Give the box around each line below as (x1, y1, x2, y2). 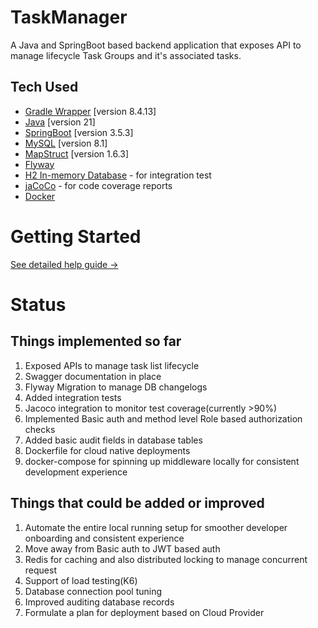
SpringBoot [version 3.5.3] (24, 126, 134, 138)
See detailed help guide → (10, 258, 119, 270)
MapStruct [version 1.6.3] (24, 147, 130, 160)
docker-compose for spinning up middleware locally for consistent (24, 455, 300, 467)
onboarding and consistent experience (24, 532, 185, 544)
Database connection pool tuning (24, 585, 163, 597)
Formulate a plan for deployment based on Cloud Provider (24, 606, 265, 618)
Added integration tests (24, 391, 122, 403)
